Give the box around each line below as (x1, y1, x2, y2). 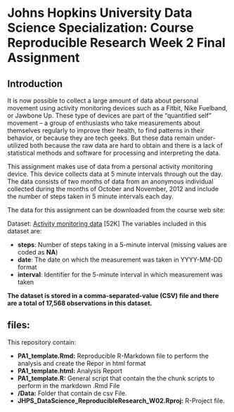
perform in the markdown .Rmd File (17, 381, 120, 390)
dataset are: (7, 227, 42, 235)
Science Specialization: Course (7, 20, 195, 36)
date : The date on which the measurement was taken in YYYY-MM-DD (17, 255, 223, 264)
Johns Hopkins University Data (7, 5, 193, 21)
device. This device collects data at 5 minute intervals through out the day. (7, 170, 223, 178)
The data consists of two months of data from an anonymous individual (7, 177, 214, 186)
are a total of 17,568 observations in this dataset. (7, 299, 152, 307)
